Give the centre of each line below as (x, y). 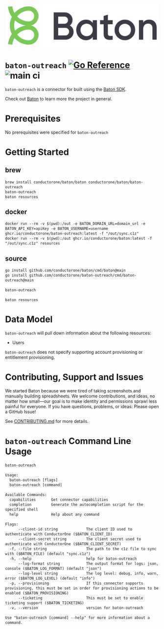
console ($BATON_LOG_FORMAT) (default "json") (53, 569)
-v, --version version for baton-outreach (76, 608)
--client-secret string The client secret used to (79, 539)
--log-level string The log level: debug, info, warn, (88, 574)
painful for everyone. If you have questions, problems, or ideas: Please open (82, 407)
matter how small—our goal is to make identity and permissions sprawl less (81, 401)
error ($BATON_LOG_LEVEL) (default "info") (50, 579)
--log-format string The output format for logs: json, (88, 564)
